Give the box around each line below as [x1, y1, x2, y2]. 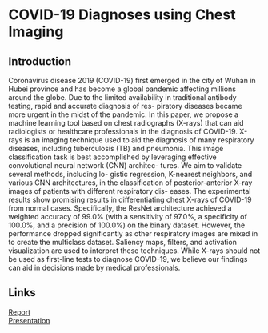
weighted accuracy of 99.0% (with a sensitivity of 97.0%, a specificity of [8, 212, 248, 221]
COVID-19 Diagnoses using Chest [8, 6, 236, 24]
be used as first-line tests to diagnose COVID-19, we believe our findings [8, 255, 248, 263]
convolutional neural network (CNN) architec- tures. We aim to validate [8, 161, 242, 170]
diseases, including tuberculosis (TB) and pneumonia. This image [8, 144, 224, 153]
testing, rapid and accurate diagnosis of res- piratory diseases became [8, 102, 242, 110]
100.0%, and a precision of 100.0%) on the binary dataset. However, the [8, 220, 246, 230]
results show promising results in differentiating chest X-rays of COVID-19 [8, 195, 252, 204]
